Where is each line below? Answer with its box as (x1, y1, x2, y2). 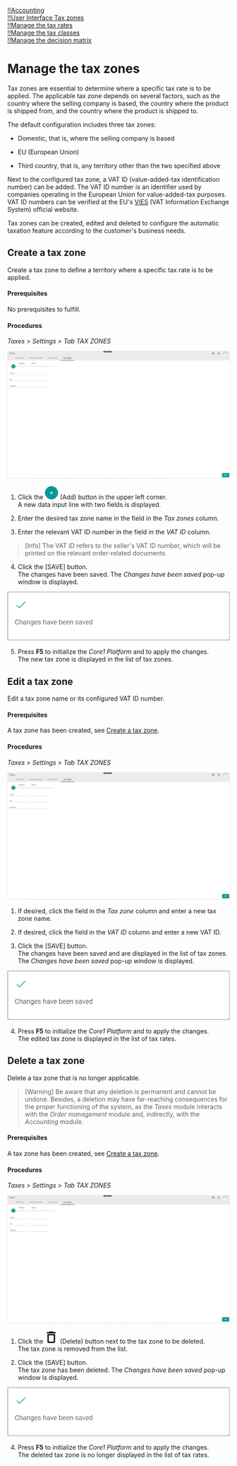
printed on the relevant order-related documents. (24, 549, 167, 557)
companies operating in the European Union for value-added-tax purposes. (7, 190, 227, 199)
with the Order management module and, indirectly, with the (24, 1110, 200, 1118)
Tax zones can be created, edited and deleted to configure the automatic (7, 218, 219, 227)
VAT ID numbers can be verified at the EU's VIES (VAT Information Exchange (7, 197, 229, 206)
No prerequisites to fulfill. (7, 305, 81, 313)
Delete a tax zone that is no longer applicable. (7, 1074, 141, 1082)
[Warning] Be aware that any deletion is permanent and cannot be (24, 1087, 217, 1096)
